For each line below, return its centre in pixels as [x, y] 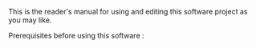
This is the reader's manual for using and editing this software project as [128, 12]
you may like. [30, 20]
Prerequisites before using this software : [76, 36]
